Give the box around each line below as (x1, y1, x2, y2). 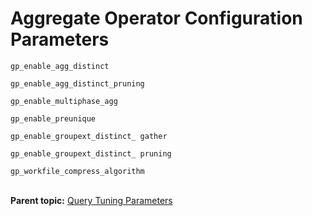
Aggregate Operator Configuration (10, 7, 303, 30)
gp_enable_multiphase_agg (10, 96, 118, 106)
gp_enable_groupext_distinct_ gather (10, 131, 168, 141)
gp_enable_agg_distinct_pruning (10, 78, 145, 89)
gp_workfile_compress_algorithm (10, 166, 145, 176)
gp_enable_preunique (10, 113, 97, 124)
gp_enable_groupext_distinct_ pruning (10, 148, 172, 159)
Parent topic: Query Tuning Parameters (10, 194, 173, 206)
